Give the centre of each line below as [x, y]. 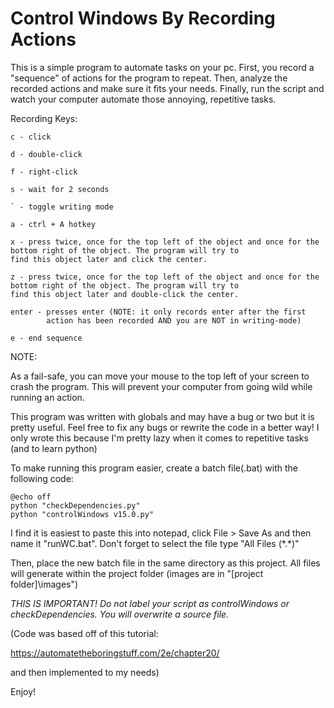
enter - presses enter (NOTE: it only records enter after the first [158, 312]
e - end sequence [46, 338]
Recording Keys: [44, 118]
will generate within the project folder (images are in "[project [137, 573]
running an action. [47, 397]
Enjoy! [23, 691]
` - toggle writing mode [62, 207]
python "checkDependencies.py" [75, 505]
